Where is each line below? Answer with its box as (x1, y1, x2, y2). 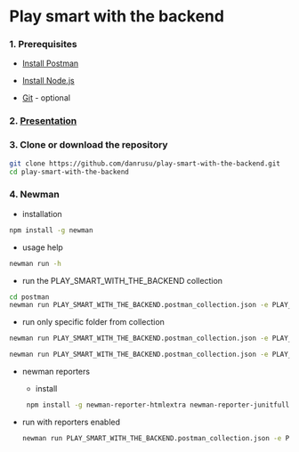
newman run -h (9, 259, 62, 268)
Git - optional (21, 93, 71, 103)
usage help (21, 242, 64, 253)
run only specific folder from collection (21, 317, 165, 327)
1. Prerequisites (9, 38, 77, 51)
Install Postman (21, 58, 79, 69)
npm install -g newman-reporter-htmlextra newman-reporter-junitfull (26, 400, 290, 409)
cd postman (9, 292, 50, 302)
